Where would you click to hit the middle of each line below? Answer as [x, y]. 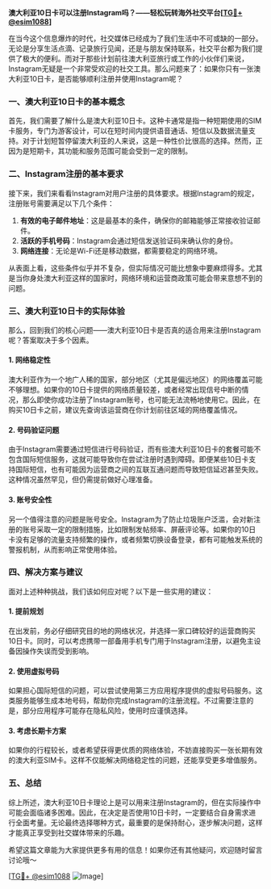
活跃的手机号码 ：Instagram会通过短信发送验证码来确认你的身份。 [129, 241]
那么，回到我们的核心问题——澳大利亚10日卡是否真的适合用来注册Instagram [135, 329]
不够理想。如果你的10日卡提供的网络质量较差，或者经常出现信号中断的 [125, 390]
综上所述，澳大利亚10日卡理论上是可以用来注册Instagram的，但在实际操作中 [135, 802]
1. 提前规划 [26, 611]
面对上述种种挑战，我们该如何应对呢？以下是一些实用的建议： [111, 591]
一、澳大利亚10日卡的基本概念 [67, 102]
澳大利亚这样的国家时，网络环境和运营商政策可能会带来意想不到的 [153, 278]
